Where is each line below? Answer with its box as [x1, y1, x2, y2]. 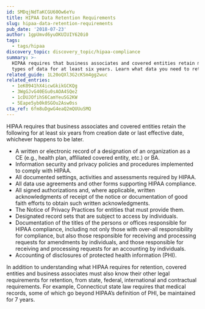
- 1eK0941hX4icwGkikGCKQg [12, 83, 78, 89]
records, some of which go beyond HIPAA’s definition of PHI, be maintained [6, 289, 196, 297]
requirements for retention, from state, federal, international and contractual [6, 276, 197, 283]
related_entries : [6, 77, 51, 83]
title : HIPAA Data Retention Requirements [6, 15, 116, 21]
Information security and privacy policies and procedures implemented [15, 160, 194, 168]
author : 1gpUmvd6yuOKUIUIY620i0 [6, 32, 88, 38]
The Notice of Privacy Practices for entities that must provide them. [15, 206, 185, 213]
